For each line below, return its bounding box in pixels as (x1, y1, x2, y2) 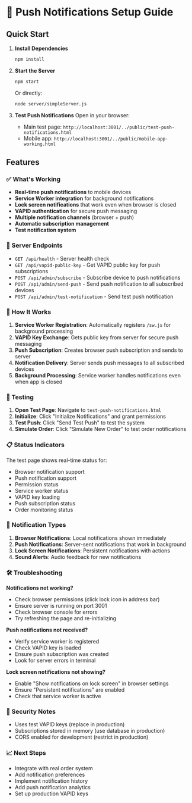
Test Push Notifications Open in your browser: (14, 111, 130, 118)
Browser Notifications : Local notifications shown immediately (14, 534, 167, 541)
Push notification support (14, 474, 77, 482)
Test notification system (14, 226, 76, 234)
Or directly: (14, 89, 43, 96)
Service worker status (14, 487, 69, 494)
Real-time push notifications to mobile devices (14, 189, 132, 196)
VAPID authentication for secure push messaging (14, 208, 137, 215)
